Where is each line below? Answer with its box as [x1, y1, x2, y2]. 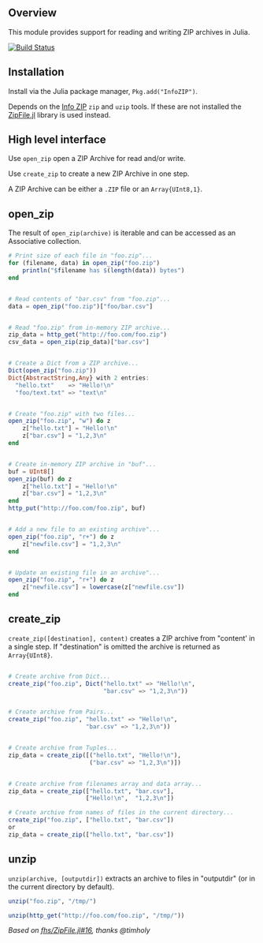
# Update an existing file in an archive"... [8, 568, 160, 577]
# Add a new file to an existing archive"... [8, 526, 160, 533]
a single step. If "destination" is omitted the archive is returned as [8, 642, 220, 651]
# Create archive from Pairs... [8, 708, 114, 717]
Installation [8, 65, 65, 79]
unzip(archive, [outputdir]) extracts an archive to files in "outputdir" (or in [8, 874, 256, 883]
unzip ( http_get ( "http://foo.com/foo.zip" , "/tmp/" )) [8, 911, 185, 919]
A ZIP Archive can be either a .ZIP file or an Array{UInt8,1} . [8, 185, 203, 194]
